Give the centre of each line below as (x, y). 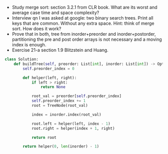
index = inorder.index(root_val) (66, 114)
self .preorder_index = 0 (49, 68)
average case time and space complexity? (55, 13)
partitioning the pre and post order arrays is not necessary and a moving (87, 39)
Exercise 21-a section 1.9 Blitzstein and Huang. (60, 50)
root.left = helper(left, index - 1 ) (71, 124)
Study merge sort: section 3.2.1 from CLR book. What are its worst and (85, 7)
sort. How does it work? (36, 29)
